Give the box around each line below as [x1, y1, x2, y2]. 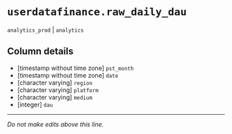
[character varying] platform [17, 85, 99, 94]
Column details [7, 45, 74, 57]
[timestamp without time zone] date [17, 71, 119, 79]
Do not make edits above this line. [7, 120, 104, 129]
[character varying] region [17, 78, 93, 87]
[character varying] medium [17, 93, 93, 101]
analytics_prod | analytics [7, 25, 84, 34]
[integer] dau [17, 100, 53, 109]
